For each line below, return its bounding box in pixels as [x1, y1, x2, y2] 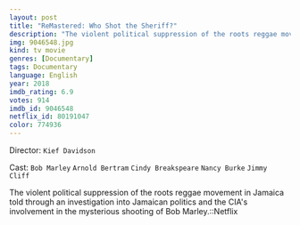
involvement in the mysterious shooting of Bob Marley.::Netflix [9, 206, 238, 216]
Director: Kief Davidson [9, 145, 96, 156]
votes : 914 [9, 95, 50, 105]
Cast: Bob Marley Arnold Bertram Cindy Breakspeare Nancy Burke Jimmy [9, 162, 268, 173]
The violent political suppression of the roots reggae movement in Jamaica [9, 188, 284, 197]
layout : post [9, 12, 58, 22]
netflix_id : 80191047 [9, 112, 90, 121]
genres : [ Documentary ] [9, 54, 94, 63]
